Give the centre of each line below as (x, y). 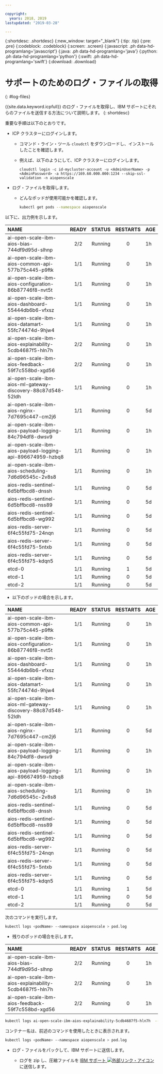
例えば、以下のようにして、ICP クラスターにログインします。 (80, 160)
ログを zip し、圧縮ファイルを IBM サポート (63, 1060)
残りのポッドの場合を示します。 (44, 937)
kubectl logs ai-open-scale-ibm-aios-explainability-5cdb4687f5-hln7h (78, 1021)
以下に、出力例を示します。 (33, 217)
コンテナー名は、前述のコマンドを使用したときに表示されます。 (69, 1031)
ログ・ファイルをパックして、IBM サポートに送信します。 (69, 1050)
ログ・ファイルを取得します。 (42, 188)
